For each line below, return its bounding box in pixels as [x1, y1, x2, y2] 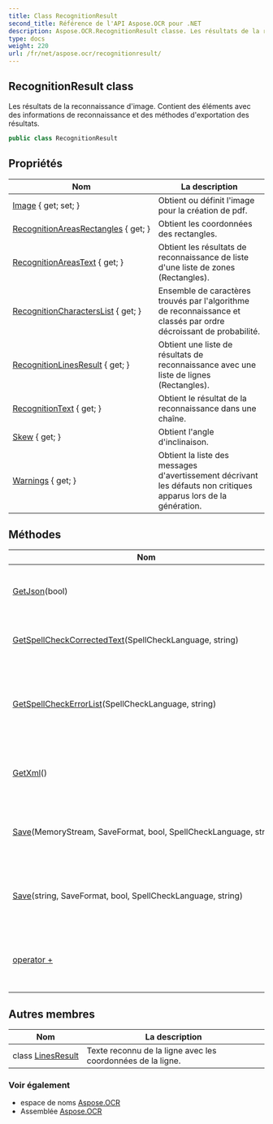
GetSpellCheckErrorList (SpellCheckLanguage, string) [12, 698, 217, 710]
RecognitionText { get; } [12, 403, 102, 414]
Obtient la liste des [158, 449, 230, 460]
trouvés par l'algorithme [158, 295, 250, 306]
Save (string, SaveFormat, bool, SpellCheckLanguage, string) [12, 890, 244, 901]
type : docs [8, 34, 45, 43]
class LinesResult [12, 1050, 79, 1061]
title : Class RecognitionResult [8, 11, 118, 20]
